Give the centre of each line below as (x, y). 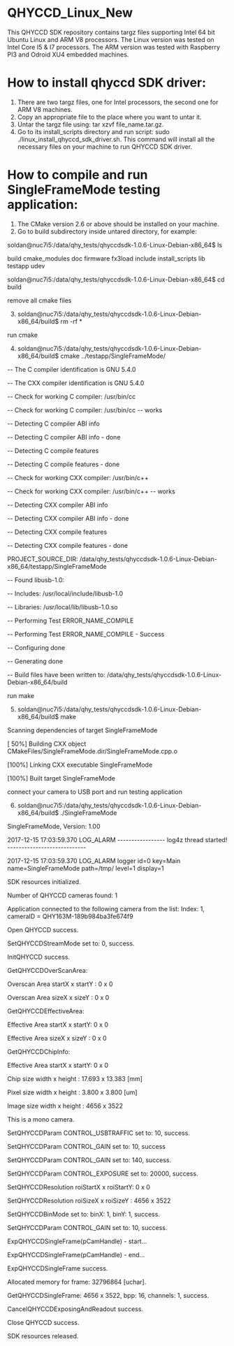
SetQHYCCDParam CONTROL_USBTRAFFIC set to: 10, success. (99, 1133)
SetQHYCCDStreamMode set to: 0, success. (71, 943)
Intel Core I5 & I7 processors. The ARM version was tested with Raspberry (114, 47)
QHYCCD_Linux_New (70, 13)
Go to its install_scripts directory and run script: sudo (93, 131)
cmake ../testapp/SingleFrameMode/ (113, 356)
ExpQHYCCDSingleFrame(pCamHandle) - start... (77, 1241)
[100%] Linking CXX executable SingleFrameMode (80, 765)
